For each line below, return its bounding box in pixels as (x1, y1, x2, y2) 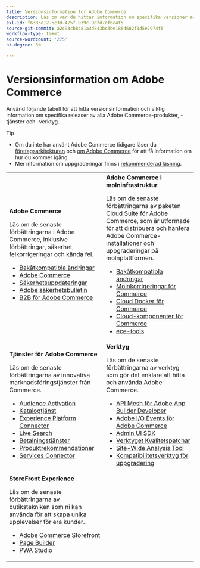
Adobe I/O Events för (115, 414, 174, 422)
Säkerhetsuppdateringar (19, 278, 87, 287)
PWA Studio (19, 546, 52, 554)
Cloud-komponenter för (115, 312, 183, 320)
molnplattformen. (106, 254, 154, 262)
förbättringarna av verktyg (106, 363, 180, 371)
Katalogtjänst (19, 406, 57, 415)
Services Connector (19, 451, 76, 460)
